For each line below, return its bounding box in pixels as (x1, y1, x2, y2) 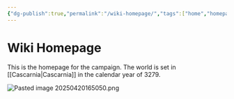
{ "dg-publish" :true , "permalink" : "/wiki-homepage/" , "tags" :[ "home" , (7, 10, 208, 17)
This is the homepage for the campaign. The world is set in (7, 63, 176, 71)
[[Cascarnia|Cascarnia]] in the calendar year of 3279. (7, 70, 161, 78)
